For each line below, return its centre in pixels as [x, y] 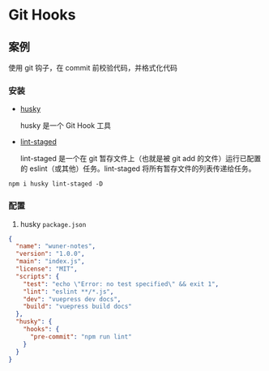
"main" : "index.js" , [50, 262]
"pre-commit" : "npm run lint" [81, 337]
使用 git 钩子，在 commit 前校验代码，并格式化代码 [93, 68]
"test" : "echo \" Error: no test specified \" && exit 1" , [121, 284]
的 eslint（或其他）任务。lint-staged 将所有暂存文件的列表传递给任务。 [138, 168]
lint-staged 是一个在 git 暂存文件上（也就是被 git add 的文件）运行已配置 [141, 159]
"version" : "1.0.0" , [50, 254]
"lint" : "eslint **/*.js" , [68, 292]
